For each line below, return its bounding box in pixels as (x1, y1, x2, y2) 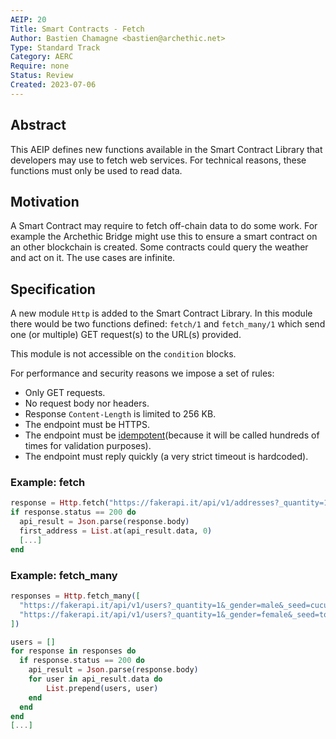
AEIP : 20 (10, 14, 47, 25)
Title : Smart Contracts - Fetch (10, 24, 145, 34)
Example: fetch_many (10, 568, 118, 582)
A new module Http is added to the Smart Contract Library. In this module (10, 307, 313, 320)
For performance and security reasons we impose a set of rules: (10, 367, 275, 380)
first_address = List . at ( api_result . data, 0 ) (19, 526, 213, 536)
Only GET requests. (24, 387, 106, 399)
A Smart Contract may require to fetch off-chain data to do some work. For (10, 220, 318, 232)
